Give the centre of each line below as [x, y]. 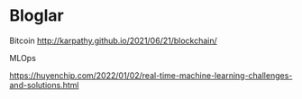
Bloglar [37, 16]
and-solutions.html [44, 85]
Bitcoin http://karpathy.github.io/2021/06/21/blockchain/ [114, 40]
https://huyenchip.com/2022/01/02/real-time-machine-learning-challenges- [151, 75]
